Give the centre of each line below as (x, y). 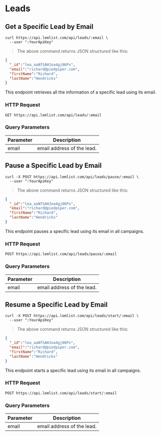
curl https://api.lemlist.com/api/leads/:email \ (57, 38)
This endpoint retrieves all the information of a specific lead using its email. (81, 92)
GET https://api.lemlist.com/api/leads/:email (53, 115)
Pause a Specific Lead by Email (53, 166)
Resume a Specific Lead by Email (56, 305)
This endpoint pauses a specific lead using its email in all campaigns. (75, 231)
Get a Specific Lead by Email (49, 27)
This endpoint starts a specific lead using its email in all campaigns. (73, 370)
